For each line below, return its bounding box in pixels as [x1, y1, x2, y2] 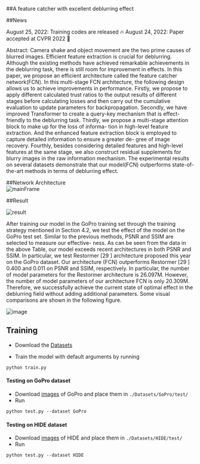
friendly [6, 117, 26, 123]
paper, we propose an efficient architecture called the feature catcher [6, 72, 177, 79]
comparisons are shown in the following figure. [6, 296, 122, 304]
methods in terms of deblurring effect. [24, 168, 119, 174]
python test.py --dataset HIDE [6, 452, 84, 459]
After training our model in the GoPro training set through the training [6, 220, 176, 227]
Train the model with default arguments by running [14, 353, 140, 360]
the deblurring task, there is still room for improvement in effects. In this [6, 66, 183, 72]
